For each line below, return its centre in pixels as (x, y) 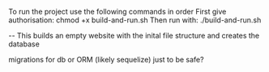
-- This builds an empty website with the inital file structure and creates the (134, 36)
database (24, 44)
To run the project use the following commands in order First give (117, 12)
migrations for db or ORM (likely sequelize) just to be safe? (106, 60)
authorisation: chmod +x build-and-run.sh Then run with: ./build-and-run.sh (135, 20)
